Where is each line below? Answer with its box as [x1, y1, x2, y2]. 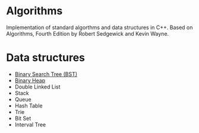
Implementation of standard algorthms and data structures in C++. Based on [6, 24, 193, 31]
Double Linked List [14, 83, 61, 90]
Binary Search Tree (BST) [14, 70, 78, 78]
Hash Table [14, 102, 43, 109]
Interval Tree [14, 121, 46, 128]
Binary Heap [14, 77, 46, 84]
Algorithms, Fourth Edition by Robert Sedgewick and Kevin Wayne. [6, 30, 169, 37]
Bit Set [14, 115, 31, 122]
